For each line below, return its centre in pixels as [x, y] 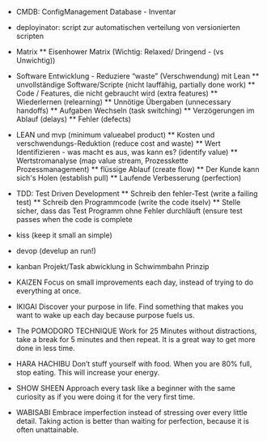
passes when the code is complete [74, 219]
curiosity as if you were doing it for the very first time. [106, 397]
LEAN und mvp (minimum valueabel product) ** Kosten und [115, 135]
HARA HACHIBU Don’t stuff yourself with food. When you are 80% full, [134, 364]
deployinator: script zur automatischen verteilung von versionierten [128, 27]
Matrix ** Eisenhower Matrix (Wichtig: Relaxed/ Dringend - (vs [120, 51]
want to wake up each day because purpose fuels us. [105, 315]
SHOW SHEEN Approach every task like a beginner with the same [126, 388]
